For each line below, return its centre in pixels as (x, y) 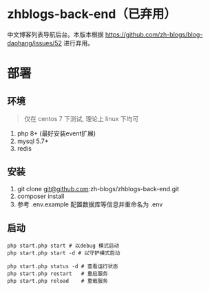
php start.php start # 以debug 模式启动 (63, 246)
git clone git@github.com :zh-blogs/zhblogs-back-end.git (98, 188)
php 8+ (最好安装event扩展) (56, 133)
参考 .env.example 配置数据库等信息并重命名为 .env (90, 204)
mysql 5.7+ (33, 141)
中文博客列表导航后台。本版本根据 (55, 34)
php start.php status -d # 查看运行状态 (63, 266)
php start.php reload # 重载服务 (57, 281)
